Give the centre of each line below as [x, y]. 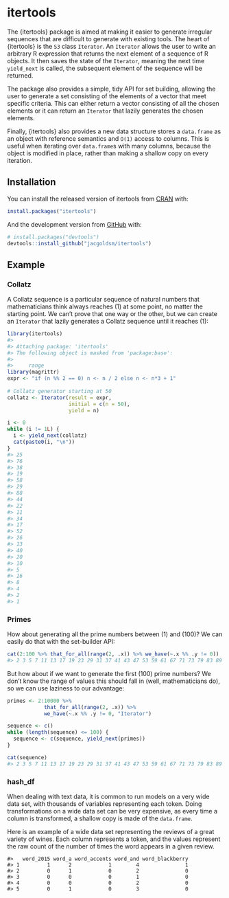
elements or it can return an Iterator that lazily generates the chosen [105, 111]
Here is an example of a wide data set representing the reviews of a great [111, 832]
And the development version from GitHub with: [74, 224]
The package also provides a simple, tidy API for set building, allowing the [111, 89]
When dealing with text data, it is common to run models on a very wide [108, 797]
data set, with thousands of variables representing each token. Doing [105, 804]
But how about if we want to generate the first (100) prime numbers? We [109, 673]
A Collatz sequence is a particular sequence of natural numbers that [104, 300]
